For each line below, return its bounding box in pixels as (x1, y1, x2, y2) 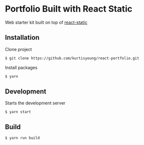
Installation (5, 33, 40, 42)
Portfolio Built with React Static (5, 3, 133, 15)
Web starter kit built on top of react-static (5, 19, 88, 25)
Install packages (5, 64, 38, 70)
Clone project (5, 46, 32, 52)
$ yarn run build (5, 136, 40, 141)
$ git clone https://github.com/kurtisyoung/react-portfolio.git (5, 56, 139, 61)
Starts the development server (5, 100, 66, 106)
